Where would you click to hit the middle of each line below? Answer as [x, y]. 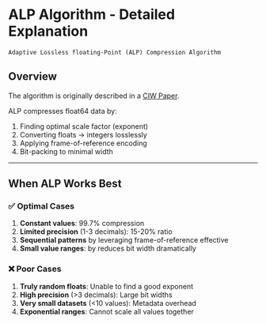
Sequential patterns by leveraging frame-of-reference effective [124, 240]
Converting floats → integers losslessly [84, 134]
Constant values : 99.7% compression [82, 224]
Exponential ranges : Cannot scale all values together [106, 311]
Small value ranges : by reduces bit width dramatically [108, 249]
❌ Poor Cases [35, 269]
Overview [33, 77]
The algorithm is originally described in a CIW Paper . [94, 96]
